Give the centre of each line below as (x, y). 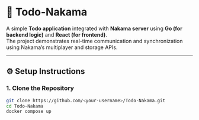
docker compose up (29, 112)
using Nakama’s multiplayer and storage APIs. (62, 47)
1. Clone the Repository (40, 88)
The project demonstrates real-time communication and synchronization (94, 41)
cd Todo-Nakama (25, 106)
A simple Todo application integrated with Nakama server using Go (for (94, 28)
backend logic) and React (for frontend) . (57, 34)
